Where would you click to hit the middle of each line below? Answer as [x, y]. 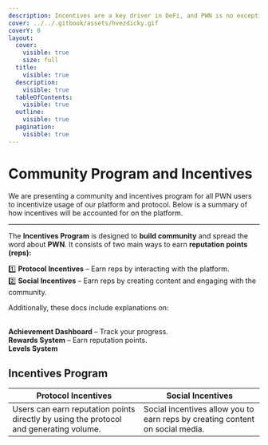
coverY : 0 [25, 30]
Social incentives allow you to [199, 409]
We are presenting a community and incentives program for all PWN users [130, 195]
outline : [30, 112]
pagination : [35, 127]
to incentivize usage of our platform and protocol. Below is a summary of [128, 204]
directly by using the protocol [67, 419]
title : [26, 68]
